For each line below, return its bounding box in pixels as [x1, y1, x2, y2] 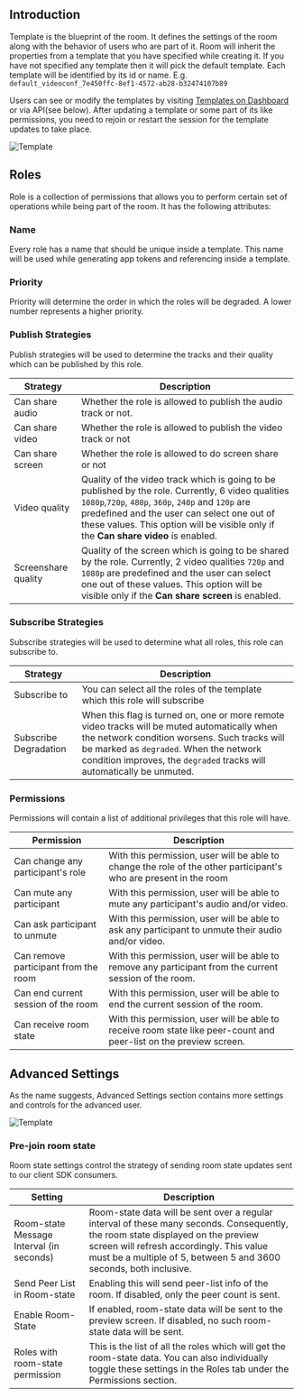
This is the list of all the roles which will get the [88, 1340, 286, 1353]
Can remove [14, 950, 66, 962]
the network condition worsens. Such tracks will [81, 731, 285, 743]
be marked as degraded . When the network [81, 742, 262, 755]
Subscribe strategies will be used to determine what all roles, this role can [9, 636, 284, 648]
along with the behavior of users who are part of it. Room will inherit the [9, 41, 276, 51]
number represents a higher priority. [9, 306, 144, 317]
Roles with [14, 1346, 59, 1358]
